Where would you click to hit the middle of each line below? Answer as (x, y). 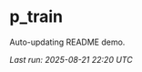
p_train (36, 17)
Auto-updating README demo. (67, 42)
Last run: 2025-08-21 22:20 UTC (71, 59)
